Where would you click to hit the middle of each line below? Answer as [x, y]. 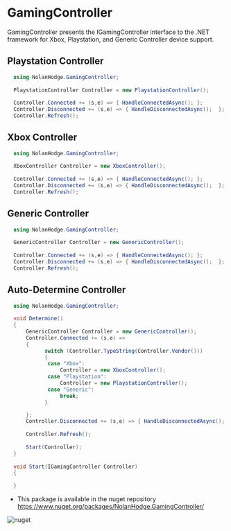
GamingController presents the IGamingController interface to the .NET [109, 32]
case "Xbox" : [66, 364]
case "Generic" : [71, 390]
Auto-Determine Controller [67, 290]
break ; [69, 396]
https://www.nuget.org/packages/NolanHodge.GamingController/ [111, 507]
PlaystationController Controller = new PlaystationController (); [111, 90]
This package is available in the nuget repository [86, 499]
